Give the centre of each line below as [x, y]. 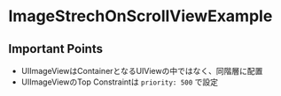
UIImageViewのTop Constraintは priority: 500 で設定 [120, 82]
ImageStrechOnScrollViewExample [140, 16]
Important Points [56, 49]
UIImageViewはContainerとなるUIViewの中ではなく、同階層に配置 [142, 71]
